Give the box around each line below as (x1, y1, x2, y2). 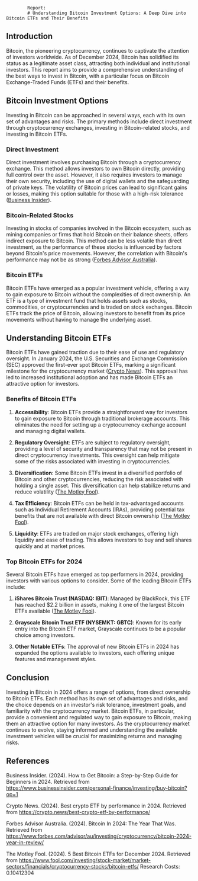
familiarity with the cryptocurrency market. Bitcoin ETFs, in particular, (6, 707, 176, 715)
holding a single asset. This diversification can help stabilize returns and (14, 482, 191, 489)
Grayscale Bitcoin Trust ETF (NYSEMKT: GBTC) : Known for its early (14, 619, 182, 626)
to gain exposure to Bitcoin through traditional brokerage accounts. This (14, 415, 190, 422)
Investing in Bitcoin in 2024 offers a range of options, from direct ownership (6, 688, 191, 696)
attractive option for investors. (6, 380, 80, 387)
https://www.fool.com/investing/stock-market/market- (18, 856, 151, 864)
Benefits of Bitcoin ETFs (6, 395, 77, 403)
